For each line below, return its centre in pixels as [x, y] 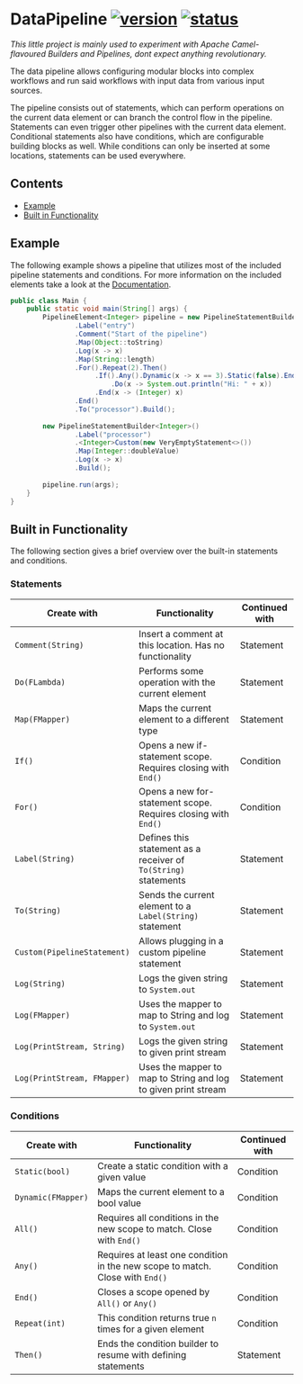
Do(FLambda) [40, 682]
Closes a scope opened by [153, 1291]
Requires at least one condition [162, 1254]
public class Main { [49, 301]
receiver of [162, 859]
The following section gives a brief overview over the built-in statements [144, 551]
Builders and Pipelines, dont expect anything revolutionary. [157, 53]
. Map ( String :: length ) [115, 359]
